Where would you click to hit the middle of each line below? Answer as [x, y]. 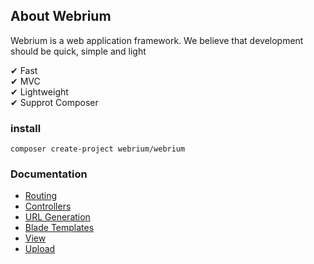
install [26, 128]
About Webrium [61, 16]
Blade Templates [59, 228]
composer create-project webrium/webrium [98, 149]
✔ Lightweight [39, 91]
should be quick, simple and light [78, 51]
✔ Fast [24, 70]
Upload [40, 249]
